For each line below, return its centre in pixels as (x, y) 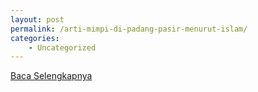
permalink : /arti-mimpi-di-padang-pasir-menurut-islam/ (129, 29)
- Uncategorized (62, 47)
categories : (35, 38)
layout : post (37, 19)
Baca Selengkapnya (51, 76)
